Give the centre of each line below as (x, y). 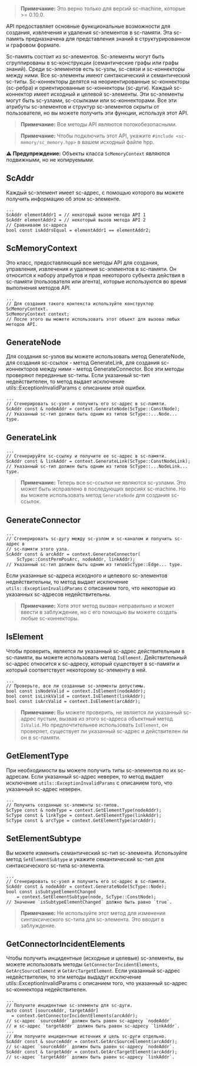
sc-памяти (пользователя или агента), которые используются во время (96, 281)
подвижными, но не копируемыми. (50, 160)
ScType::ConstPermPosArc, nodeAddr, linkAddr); (76, 560)
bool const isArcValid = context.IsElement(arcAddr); (74, 701)
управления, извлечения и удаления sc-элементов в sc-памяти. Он (91, 269)
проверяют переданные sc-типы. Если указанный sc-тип (78, 375)
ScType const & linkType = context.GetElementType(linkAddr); (84, 815)
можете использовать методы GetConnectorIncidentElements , (83, 964)
